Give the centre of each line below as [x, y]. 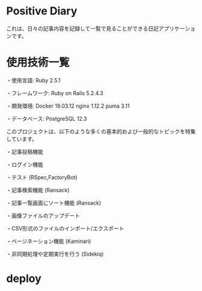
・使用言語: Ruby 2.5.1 [34, 80]
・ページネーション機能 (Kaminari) [49, 241]
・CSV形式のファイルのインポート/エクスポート [65, 228]
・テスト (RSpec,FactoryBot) [42, 177]
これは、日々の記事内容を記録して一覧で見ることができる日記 [83, 28]
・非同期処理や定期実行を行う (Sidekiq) [55, 254]
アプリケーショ [177, 28]
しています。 [22, 139]
